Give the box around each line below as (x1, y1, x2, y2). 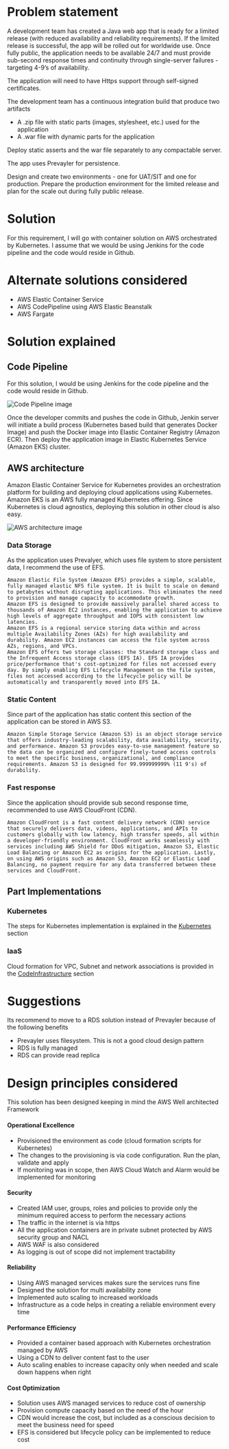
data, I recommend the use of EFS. (7, 563, 105, 571)
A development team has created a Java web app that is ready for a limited (7, 27, 219, 35)
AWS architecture (7, 462, 84, 474)
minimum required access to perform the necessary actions (16, 1211, 186, 1220)
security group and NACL (16, 1233, 89, 1241)
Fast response (7, 783, 56, 792)
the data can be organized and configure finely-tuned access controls (7, 749, 216, 756)
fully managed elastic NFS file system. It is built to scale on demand (7, 582, 219, 589)
